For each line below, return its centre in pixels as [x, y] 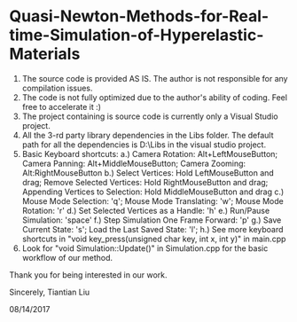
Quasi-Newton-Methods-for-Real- [139, 16]
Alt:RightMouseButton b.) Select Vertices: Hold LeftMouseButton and [148, 173]
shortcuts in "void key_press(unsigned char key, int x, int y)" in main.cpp [154, 239]
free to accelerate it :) [62, 106]
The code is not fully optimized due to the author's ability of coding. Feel [155, 97]
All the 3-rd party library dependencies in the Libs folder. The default [148, 135]
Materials [45, 54]
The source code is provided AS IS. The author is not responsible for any [155, 78]
